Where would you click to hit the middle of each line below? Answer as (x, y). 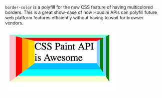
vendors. (14, 23)
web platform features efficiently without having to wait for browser (74, 18)
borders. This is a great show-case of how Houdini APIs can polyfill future (81, 12)
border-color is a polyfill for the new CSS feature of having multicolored (79, 7)
